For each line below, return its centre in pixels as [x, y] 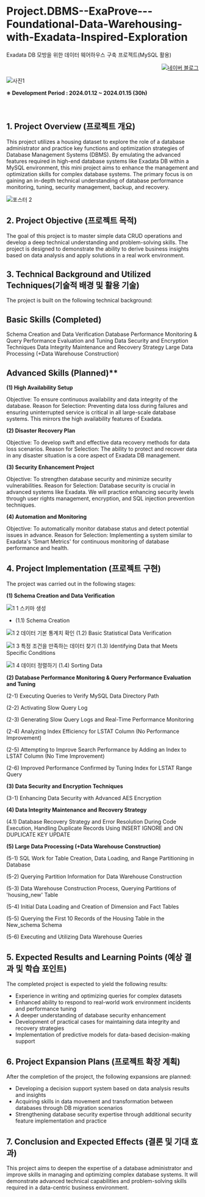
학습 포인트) [46, 969]
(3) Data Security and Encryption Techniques [65, 786]
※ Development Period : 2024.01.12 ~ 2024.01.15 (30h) [77, 93]
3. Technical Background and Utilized [79, 274]
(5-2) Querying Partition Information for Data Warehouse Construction [94, 876]
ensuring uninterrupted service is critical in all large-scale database [91, 412]
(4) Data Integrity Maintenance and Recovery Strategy [77, 810]
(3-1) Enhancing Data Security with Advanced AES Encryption [84, 798]
